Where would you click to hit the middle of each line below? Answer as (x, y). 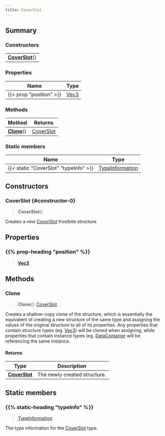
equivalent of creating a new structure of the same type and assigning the (82, 320)
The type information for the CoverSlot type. (52, 428)
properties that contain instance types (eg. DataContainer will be (73, 336)
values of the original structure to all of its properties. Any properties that (81, 325)
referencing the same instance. (38, 341)
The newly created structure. (72, 375)
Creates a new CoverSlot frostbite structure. (52, 221)
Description (72, 366)
